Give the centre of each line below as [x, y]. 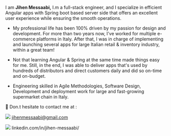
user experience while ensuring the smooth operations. [63, 18]
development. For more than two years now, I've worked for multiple [84, 33]
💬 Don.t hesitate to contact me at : [41, 107]
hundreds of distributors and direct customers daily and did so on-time [87, 71]
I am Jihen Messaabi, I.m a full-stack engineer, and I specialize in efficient [84, 7]
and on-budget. [29, 76]
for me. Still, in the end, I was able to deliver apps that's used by [80, 65]
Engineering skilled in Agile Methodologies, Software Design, [77, 86]
